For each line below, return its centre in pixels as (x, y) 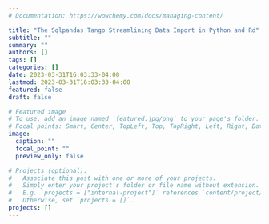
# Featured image (37, 112)
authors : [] (28, 53)
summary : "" (28, 45)
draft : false (30, 97)
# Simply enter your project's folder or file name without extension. (134, 186)
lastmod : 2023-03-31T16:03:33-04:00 (69, 82)
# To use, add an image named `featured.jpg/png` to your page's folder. (134, 119)
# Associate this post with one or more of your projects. (112, 178)
